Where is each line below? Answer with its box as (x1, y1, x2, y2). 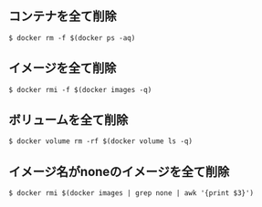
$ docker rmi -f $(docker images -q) (8, 85, 152, 94)
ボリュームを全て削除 (8, 112, 129, 128)
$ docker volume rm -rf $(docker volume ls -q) (8, 137, 194, 146)
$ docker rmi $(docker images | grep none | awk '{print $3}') (8, 189, 255, 198)
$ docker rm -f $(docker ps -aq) (8, 33, 136, 43)
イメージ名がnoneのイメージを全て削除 (8, 163, 230, 180)
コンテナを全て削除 (8, 8, 117, 25)
